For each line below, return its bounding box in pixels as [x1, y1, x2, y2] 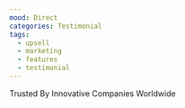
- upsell [17, 38, 50, 48]
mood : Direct [9, 13, 58, 22]
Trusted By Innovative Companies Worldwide [9, 87, 177, 99]
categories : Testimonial [9, 22, 102, 31]
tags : [9, 30, 30, 39]
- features [17, 55, 58, 64]
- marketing [17, 47, 63, 56]
